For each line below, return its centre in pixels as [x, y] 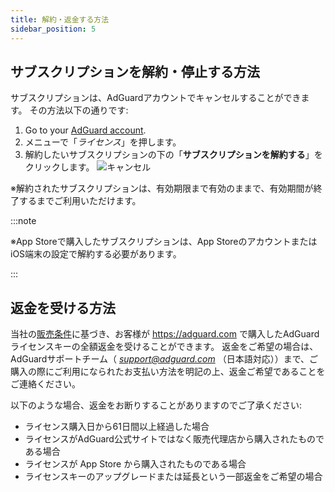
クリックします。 [59, 167]
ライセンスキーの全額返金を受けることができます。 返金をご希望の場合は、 [164, 347]
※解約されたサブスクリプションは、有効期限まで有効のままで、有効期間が [162, 188]
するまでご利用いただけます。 [80, 201]
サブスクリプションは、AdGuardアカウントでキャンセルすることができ [156, 98]
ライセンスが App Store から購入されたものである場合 [135, 464]
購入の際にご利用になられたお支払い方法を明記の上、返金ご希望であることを [168, 372]
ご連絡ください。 [45, 384]
